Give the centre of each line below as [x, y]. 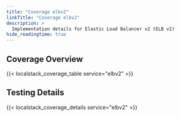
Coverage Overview [45, 59]
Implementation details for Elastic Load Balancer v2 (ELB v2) [93, 29]
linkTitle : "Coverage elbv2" [43, 18]
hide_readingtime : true [36, 35]
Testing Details [35, 92]
